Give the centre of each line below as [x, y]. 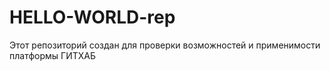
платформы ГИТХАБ [52, 55]
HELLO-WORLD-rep [92, 17]
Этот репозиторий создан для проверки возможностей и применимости [165, 45]
